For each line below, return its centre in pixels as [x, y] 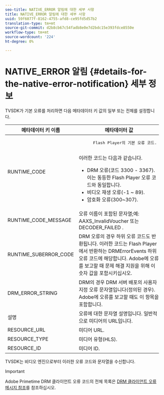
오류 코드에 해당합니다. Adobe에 [114, 258]
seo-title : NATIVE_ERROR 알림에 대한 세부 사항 [50, 10]
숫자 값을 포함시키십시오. [106, 273]
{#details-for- [118, 71]
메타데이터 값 [119, 130]
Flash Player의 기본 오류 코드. [125, 143]
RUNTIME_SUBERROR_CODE [41, 254]
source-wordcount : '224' [30, 37]
